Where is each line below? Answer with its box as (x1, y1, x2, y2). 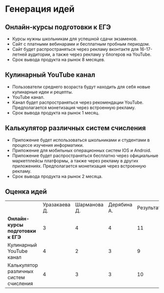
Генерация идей (5, 3, 75, 15)
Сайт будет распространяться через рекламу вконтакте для (12, 46, 139, 52)
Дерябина (108, 202, 133, 208)
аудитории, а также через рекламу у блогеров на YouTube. (28, 51, 152, 57)
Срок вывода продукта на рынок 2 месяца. (12, 173, 103, 179)
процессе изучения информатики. (12, 142, 84, 148)
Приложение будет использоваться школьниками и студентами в (12, 137, 150, 143)
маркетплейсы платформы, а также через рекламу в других (12, 158, 139, 163)
